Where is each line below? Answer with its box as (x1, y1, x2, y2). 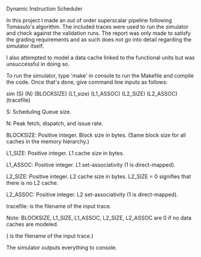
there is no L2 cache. (6, 179, 59, 186)
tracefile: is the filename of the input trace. (6, 203, 112, 209)
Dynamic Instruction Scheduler (6, 5, 83, 12)
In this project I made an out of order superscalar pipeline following (6, 17, 172, 23)
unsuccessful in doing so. (6, 60, 70, 67)
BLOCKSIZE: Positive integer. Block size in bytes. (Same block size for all (6, 132, 186, 138)
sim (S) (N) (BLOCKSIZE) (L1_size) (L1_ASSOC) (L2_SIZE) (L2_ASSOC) (6, 90, 178, 97)
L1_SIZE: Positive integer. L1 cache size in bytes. (6, 150, 125, 156)
